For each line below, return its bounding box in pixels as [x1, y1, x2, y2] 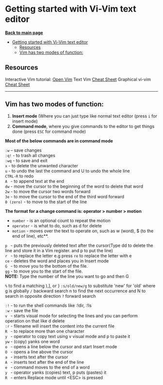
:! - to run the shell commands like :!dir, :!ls [5, 302, 92, 308]
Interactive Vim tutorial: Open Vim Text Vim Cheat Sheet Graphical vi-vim [5, 76, 151, 82]
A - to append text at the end [5, 178, 65, 184]
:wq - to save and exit [5, 158, 48, 163]
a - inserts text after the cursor [5, 354, 68, 360]
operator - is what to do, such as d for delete [12, 223, 102, 228]
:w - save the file [5, 307, 38, 313]
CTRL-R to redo [5, 173, 34, 179]
